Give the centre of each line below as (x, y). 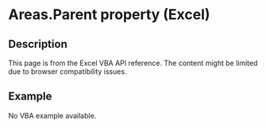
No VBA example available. (52, 115)
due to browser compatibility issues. (67, 72)
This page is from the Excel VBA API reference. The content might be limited (133, 63)
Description (38, 44)
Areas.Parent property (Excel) (109, 15)
